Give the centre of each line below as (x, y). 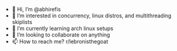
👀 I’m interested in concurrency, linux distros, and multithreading (91, 16)
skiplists (22, 22)
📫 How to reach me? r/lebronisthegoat (60, 41)
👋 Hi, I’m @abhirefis (36, 9)
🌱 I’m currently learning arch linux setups (63, 28)
